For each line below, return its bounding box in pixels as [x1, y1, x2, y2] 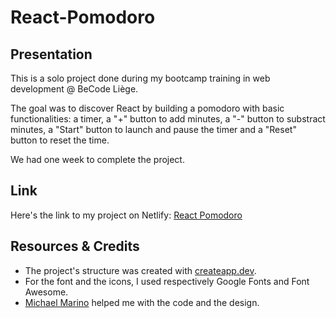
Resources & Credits [10, 238, 140, 255]
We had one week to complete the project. [10, 154, 185, 165]
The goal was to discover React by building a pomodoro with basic [10, 102, 285, 114]
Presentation [10, 46, 93, 63]
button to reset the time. [10, 134, 110, 146]
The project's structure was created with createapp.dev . [24, 264, 257, 276]
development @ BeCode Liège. [10, 83, 139, 95]
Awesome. [24, 286, 69, 298]
